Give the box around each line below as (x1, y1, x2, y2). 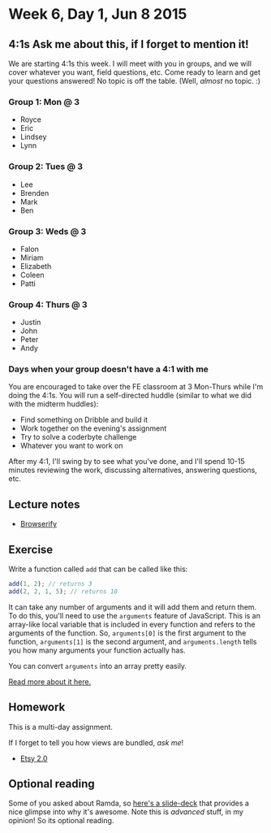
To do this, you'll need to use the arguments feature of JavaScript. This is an (8, 610, 261, 620)
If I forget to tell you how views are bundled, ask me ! (8, 737, 184, 748)
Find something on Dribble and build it (19, 415, 148, 425)
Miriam (19, 253, 44, 262)
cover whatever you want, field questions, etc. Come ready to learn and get (8, 67, 261, 77)
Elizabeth (19, 261, 52, 271)
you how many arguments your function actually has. (8, 645, 186, 655)
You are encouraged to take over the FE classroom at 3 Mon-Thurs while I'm (8, 382, 264, 392)
